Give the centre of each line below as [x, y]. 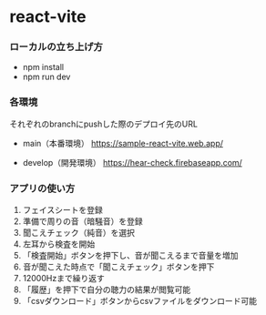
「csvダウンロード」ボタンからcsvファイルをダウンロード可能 [140, 301]
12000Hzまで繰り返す [63, 279]
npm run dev [46, 77]
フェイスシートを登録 [62, 210]
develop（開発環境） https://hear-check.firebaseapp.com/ [133, 162]
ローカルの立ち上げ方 [56, 47]
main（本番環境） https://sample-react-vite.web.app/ [123, 143]
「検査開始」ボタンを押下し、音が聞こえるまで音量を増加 [130, 256]
